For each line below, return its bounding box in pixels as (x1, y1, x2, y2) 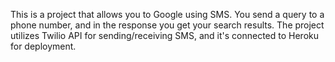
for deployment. (10, 40, 77, 52)
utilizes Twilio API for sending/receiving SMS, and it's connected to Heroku (10, 30, 320, 41)
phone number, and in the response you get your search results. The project (10, 19, 325, 31)
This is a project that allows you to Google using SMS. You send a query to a (10, 9, 325, 20)
